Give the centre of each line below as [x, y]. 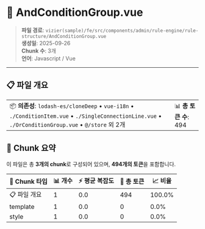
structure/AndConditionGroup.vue [64, 36]
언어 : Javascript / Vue [49, 58]
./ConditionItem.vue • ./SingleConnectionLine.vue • [86, 115]
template [22, 206]
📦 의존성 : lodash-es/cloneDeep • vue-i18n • [72, 106]
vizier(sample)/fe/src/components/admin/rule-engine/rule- [122, 31]
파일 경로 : [33, 30]
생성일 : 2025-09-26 [46, 43]
